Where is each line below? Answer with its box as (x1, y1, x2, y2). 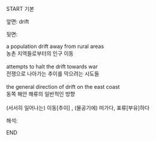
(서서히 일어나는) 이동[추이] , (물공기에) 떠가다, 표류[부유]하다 (6, 104, 150, 111)
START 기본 (6, 5, 35, 12)
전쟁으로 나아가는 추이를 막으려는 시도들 (6, 70, 100, 77)
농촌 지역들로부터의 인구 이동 (6, 50, 74, 57)
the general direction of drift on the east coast (6, 83, 120, 90)
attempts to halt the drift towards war (6, 63, 98, 70)
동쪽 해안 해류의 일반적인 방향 (6, 91, 76, 97)
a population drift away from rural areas (6, 43, 104, 50)
